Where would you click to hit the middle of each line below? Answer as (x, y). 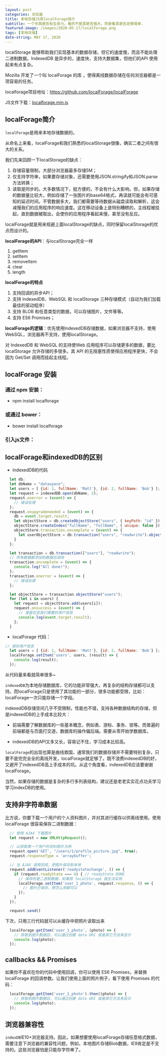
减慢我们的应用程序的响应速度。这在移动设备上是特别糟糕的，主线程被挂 (86, 207)
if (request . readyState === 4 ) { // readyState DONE (69, 874)
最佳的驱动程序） (30, 305)
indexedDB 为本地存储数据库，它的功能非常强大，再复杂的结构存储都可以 (78, 685)
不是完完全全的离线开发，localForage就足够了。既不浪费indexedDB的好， (84, 758)
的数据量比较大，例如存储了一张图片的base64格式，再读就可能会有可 (83, 195)
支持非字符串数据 (31, 805)
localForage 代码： (31, 637)
